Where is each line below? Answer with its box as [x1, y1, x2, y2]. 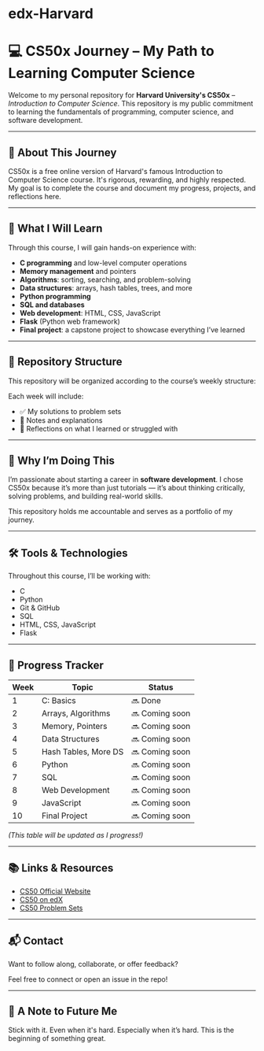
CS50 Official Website [19, 886, 91, 896]
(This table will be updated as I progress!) [8, 831, 144, 839]
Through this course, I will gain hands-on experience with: [8, 242, 196, 252]
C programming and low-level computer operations [19, 257, 187, 268]
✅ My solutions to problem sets [19, 406, 122, 416]
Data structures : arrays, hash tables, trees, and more [19, 283, 192, 292]
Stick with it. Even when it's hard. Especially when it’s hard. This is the [8, 1025, 234, 1035]
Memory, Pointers [42, 721, 108, 731]
